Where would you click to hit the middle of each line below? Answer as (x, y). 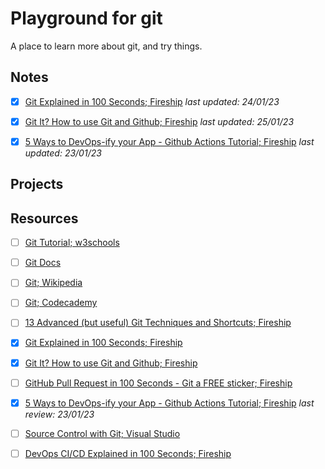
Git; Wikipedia (53, 283)
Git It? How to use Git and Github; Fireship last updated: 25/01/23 (159, 121)
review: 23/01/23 (59, 414)
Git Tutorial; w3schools (72, 243)
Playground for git (86, 18)
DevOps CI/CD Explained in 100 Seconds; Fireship (128, 453)
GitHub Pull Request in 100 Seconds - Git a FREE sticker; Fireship (158, 383)
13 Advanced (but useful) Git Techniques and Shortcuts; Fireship (158, 323)
